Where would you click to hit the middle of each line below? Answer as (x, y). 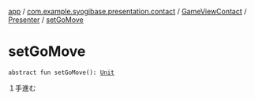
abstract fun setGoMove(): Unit (61, 72)
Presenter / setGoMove (46, 20)
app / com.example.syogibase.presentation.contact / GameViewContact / (127, 11)
